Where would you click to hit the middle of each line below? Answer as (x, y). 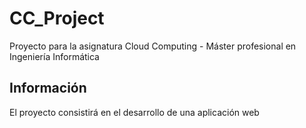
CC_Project (57, 18)
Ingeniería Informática (54, 56)
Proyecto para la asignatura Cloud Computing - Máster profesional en (153, 46)
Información (48, 88)
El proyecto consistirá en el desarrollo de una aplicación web (134, 112)
